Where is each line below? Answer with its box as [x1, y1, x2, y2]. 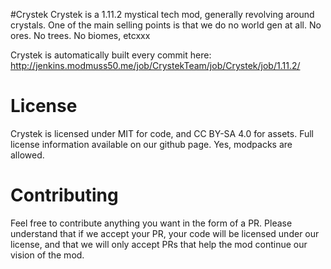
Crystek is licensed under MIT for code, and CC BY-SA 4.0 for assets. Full [10, 127, 314, 139]
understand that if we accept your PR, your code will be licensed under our [10, 227, 320, 239]
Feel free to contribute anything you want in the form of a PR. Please [10, 217, 293, 229]
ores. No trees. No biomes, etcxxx [10, 30, 151, 41]
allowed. [10, 149, 45, 161]
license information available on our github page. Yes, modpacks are [10, 138, 293, 150]
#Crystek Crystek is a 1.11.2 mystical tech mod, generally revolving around [10, 9, 315, 20]
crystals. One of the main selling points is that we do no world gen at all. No [10, 19, 322, 31]
